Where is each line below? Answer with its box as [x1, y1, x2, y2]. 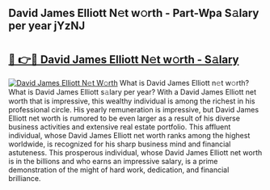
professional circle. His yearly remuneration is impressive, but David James [8, 105, 259, 114]
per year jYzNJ [8, 19, 86, 33]
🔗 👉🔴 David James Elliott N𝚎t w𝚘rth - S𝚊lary [8, 53, 239, 66]
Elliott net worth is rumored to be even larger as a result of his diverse [8, 113, 241, 123]
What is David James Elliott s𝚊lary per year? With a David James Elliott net [8, 87, 257, 96]
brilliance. [8, 174, 41, 183]
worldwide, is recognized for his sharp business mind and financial [8, 139, 231, 149]
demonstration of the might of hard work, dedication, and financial [8, 165, 230, 175]
